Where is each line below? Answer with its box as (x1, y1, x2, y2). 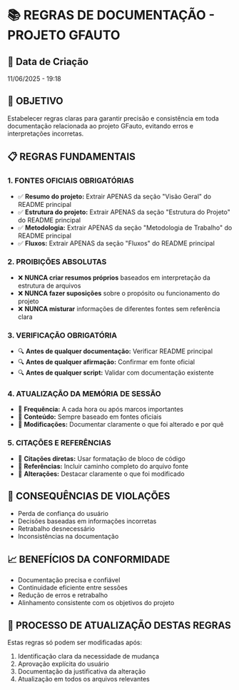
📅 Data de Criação (7, 56, 89, 68)
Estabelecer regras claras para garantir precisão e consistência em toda (7, 113, 219, 123)
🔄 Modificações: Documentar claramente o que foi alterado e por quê (17, 420, 224, 429)
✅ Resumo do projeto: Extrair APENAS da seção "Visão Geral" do (17, 192, 212, 201)
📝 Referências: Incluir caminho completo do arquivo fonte (17, 462, 189, 470)
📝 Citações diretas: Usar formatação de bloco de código (17, 454, 185, 462)
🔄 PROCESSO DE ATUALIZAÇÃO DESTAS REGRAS (7, 619, 232, 631)
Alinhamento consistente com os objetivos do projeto (17, 599, 175, 607)
